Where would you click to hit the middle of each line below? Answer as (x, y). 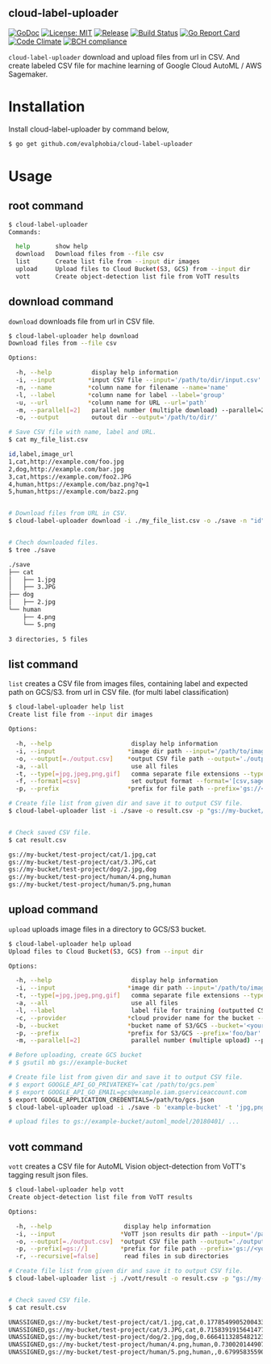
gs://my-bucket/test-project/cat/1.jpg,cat (83, 855)
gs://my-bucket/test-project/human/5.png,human (90, 885)
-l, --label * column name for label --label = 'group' (121, 395)
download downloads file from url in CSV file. (81, 321)
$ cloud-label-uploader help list (67, 707)
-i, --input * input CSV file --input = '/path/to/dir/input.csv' (139, 380)
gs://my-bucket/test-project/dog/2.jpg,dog (83, 870)
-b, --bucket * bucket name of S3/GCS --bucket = (129, 1025)
